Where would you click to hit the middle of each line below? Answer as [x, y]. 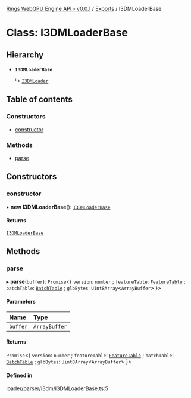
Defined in [19, 375]
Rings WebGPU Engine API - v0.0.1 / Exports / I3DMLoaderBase [84, 9]
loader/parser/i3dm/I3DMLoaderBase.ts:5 [57, 388]
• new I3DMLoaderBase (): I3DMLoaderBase [58, 207]
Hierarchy [25, 55]
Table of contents [39, 99]
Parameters [21, 302]
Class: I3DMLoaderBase [67, 33]
